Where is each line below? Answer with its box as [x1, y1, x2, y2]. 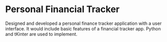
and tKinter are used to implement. [5, 31, 77, 37]
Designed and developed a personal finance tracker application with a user [5, 20, 162, 26]
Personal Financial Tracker [5, 4, 120, 15]
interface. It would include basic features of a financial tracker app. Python [5, 25, 161, 31]
